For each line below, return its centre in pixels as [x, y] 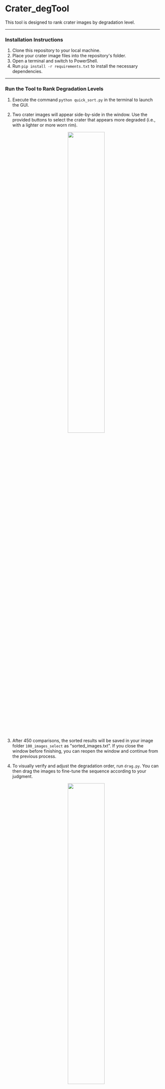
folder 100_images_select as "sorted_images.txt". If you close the [78, 745]
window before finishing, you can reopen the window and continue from [85, 751]
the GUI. [21, 105]
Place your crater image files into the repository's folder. [69, 56]
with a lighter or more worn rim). [45, 125]
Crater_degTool [37, 9]
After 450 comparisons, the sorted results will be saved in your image [83, 740]
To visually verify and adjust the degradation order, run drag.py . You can [85, 766]
